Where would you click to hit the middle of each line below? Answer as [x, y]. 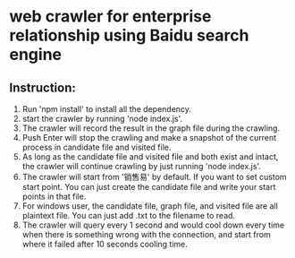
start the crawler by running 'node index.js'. [102, 119]
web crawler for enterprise [110, 17]
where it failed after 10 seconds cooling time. [105, 244]
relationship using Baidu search [129, 35]
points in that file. [54, 196]
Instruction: [42, 87]
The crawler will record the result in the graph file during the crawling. [151, 128]
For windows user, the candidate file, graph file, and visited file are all [150, 206]
